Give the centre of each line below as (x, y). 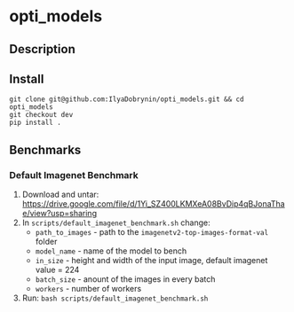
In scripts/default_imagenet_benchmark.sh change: (116, 222)
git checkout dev (41, 115)
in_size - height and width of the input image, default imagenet (151, 261)
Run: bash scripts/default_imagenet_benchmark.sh (115, 298)
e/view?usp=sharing (60, 214)
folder (46, 242)
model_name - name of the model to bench (111, 251)
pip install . (36, 123)
